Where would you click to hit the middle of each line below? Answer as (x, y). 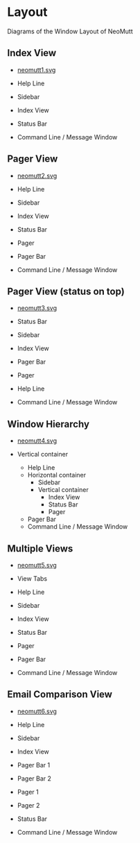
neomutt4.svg (37, 441)
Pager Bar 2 (34, 778)
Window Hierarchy (49, 424)
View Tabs (32, 579)
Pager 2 (28, 805)
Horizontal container (57, 475)
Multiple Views (40, 548)
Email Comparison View (60, 695)
